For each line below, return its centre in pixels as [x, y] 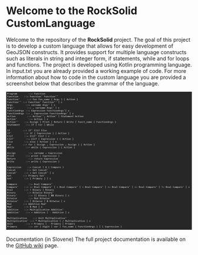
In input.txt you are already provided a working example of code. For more [96, 71]
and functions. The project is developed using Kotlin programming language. [99, 64]
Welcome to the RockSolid [72, 11]
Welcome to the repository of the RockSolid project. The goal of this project [98, 39]
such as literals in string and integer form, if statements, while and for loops [98, 58]
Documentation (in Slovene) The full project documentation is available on [96, 239]
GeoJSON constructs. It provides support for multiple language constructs [96, 52]
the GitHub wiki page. [32, 245]
